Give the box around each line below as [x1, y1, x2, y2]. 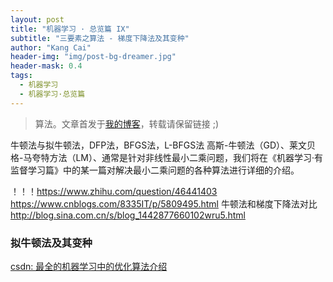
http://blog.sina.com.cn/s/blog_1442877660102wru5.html [10, 209, 246, 221]
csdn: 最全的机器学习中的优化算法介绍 [10, 260, 168, 272]
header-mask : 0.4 [10, 61, 83, 71]
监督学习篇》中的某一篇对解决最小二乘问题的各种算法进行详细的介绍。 [10, 164, 300, 176]
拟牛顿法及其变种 [10, 236, 93, 250]
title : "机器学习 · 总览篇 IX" [10, 24, 130, 34]
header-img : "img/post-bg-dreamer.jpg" [10, 52, 177, 62]
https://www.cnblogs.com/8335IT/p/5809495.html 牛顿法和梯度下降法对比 [10, 197, 318, 210]
